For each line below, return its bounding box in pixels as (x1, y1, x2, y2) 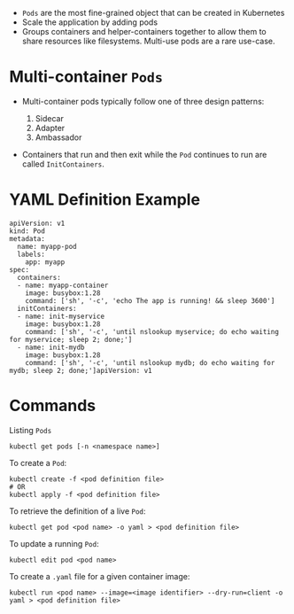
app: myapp (25, 257, 66, 267)
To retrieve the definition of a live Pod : (9, 505, 146, 517)
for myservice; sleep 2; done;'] (9, 335, 133, 344)
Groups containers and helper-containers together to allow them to (21, 27, 267, 36)
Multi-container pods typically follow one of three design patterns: (21, 96, 265, 106)
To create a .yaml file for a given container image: (9, 571, 190, 581)
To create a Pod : (9, 457, 67, 468)
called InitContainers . (21, 159, 104, 169)
